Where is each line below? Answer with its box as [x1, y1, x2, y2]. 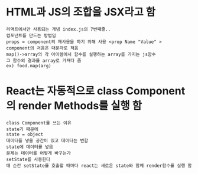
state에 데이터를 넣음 [6, 144, 53, 150]
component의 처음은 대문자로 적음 [6, 45, 79, 51]
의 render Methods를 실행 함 [6, 99, 142, 113]
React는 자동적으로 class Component [6, 84, 186, 98]
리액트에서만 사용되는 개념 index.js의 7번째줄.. [6, 26, 111, 32]
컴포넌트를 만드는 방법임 [6, 32, 56, 38]
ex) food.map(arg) [6, 63, 51, 68]
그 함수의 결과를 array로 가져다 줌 [6, 57, 82, 64]
